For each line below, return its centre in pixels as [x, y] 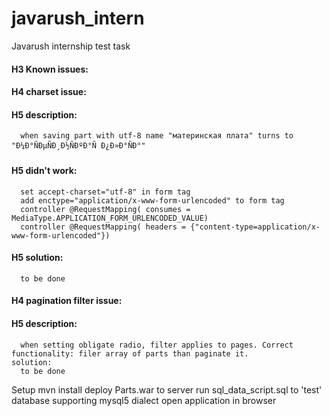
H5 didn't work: [44, 170]
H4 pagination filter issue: [67, 301]
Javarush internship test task [71, 46]
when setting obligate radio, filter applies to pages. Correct [157, 345]
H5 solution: [37, 258]
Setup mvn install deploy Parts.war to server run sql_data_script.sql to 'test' [167, 389]
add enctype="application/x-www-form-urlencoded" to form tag [152, 200]
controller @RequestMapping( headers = [103, 227]
